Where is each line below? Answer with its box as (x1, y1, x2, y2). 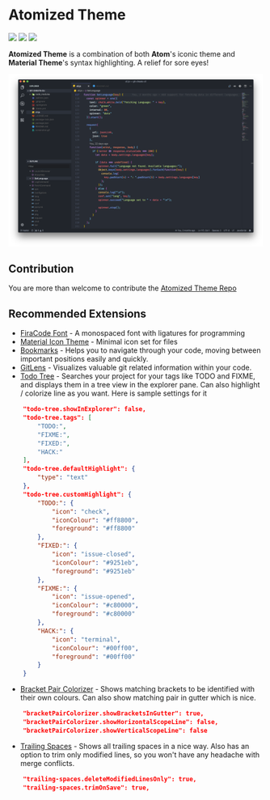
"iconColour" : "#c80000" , (51, 601, 139, 610)
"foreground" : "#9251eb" (51, 567, 136, 575)
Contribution (8, 261, 74, 276)
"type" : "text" (37, 473, 89, 482)
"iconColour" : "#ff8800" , (51, 516, 139, 524)
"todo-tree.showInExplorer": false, (23, 405, 147, 413)
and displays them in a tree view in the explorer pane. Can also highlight (19, 380, 260, 390)
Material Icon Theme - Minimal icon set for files (19, 337, 178, 347)
